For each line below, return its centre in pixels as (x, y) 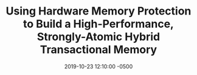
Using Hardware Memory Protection (98, 11)
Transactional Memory (98, 50)
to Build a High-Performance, (98, 24)
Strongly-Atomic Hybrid (98, 37)
